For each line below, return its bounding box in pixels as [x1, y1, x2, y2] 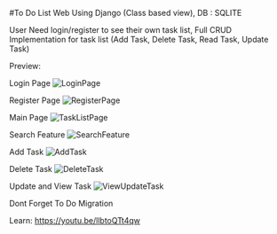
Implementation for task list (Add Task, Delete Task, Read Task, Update [9, 35, 269, 44]
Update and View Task [9, 181, 91, 191]
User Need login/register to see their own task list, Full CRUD [9, 25, 233, 35]
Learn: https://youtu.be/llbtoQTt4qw [9, 215, 140, 225]
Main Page [9, 113, 49, 122]
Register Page [9, 95, 60, 105]
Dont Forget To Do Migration [9, 199, 114, 208]
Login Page [9, 78, 51, 88]
